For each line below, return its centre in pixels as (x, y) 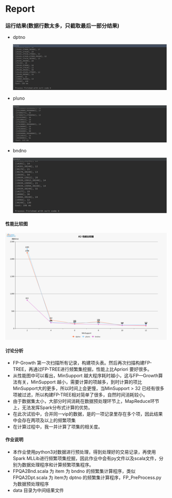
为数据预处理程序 (31, 484)
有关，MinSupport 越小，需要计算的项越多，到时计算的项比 (80, 382)
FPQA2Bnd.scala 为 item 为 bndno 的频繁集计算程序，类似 (74, 471)
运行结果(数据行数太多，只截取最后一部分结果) (62, 26)
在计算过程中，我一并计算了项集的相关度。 (58, 427)
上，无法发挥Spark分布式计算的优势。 (53, 408)
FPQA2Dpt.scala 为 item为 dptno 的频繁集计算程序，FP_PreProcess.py (87, 477)
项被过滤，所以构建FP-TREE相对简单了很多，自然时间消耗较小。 (80, 395)
